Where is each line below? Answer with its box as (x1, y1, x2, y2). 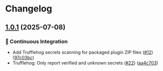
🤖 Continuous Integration (5, 38, 68, 45)
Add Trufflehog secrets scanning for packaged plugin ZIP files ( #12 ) (12, 49, 153, 55)
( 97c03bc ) (12, 54, 34, 60)
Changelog (5, 3, 52, 14)
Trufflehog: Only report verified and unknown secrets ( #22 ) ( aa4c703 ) (12, 59, 158, 65)
